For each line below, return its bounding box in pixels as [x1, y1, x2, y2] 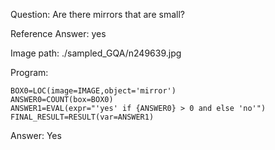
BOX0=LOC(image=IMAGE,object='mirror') [10, 86, 177, 96]
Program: [10, 67, 49, 78]
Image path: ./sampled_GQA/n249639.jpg [10, 47, 182, 59]
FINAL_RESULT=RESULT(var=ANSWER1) [10, 112, 155, 122]
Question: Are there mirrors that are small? [10, 9, 185, 20]
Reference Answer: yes [10, 28, 107, 39]
